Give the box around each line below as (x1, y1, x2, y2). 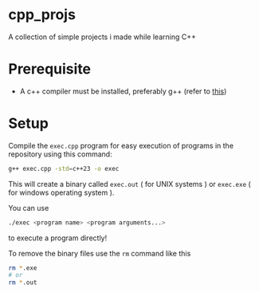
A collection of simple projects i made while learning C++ (8, 32, 197, 42)
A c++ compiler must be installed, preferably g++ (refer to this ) (19, 86, 227, 96)
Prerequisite (8, 60, 92, 78)
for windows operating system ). (8, 188, 115, 197)
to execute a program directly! (8, 233, 108, 243)
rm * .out (8, 279, 37, 287)
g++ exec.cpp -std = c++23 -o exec (8, 164, 120, 172)
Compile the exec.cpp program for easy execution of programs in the (8, 141, 233, 150)
